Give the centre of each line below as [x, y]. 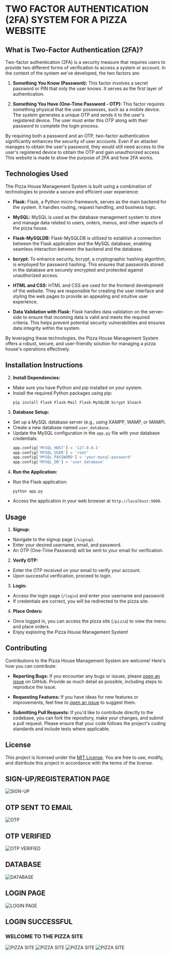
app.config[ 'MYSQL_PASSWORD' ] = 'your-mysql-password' [72, 457]
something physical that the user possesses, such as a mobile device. [87, 109]
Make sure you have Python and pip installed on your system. [78, 387]
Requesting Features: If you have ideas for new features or [76, 697]
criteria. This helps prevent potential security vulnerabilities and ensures [89, 323]
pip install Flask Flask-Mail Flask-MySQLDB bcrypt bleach [77, 402]
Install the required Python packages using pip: [62, 393]
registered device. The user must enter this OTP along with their [80, 120]
